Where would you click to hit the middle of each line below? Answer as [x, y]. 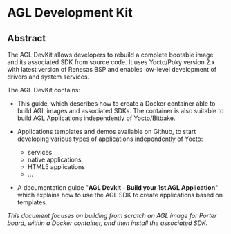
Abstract [27, 38]
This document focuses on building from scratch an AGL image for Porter [112, 216]
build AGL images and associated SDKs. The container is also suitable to [120, 111]
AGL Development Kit [70, 13]
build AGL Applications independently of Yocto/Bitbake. [96, 118]
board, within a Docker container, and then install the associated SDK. [108, 223]
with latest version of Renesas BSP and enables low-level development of [112, 69]
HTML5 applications [56, 167]
